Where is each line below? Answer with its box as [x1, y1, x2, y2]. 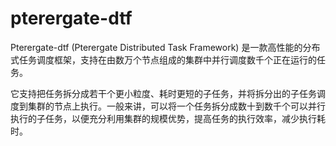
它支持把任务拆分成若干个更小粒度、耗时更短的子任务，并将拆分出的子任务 [10, 87, 317, 99]
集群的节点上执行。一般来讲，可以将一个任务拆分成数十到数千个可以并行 [27, 100, 326, 112]
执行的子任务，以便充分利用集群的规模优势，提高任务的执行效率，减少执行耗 [10, 112, 326, 124]
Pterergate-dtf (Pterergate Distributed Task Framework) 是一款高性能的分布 [10, 41, 321, 53]
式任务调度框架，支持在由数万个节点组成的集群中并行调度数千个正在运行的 [10, 53, 317, 66]
